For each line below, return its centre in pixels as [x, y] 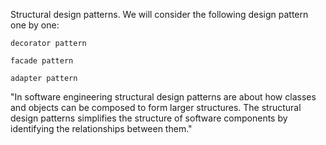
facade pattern [42, 61]
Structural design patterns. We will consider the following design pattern [159, 14]
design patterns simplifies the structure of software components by [149, 118]
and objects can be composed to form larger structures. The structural [156, 107]
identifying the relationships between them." [101, 128]
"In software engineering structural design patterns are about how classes [163, 97]
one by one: [35, 25]
